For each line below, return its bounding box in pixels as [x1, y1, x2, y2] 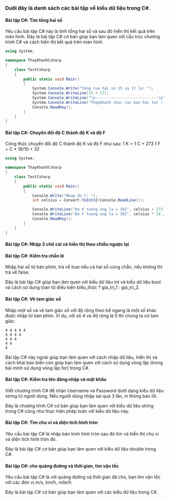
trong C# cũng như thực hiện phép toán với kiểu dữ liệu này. [5, 408, 130, 414]
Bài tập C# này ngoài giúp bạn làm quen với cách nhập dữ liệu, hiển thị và [5, 354, 157, 360]
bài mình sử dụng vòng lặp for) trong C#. [5, 365, 90, 371]
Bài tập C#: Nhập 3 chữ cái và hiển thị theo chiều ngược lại [5, 241, 129, 247]
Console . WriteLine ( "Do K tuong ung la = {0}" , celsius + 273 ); [32, 207, 167, 212]
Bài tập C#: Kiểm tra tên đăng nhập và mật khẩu [5, 377, 107, 383]
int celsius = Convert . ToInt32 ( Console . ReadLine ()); [32, 198, 145, 203]
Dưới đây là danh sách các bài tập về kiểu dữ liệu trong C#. [5, 5, 151, 12]
